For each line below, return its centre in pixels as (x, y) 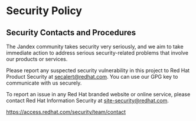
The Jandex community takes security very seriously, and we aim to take (95, 46)
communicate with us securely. (44, 83)
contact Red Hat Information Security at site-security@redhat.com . (88, 100)
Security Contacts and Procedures (71, 33)
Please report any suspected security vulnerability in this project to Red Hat (98, 70)
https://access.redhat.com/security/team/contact (66, 112)
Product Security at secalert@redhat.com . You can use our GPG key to (92, 77)
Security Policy (44, 11)
